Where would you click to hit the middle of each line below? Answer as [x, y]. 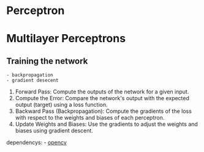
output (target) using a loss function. [61, 105]
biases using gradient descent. [54, 131]
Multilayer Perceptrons [66, 39]
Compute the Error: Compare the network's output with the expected [102, 98]
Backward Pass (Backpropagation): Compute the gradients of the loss [103, 111]
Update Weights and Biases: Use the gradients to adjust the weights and [106, 124]
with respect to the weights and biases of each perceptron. [90, 118]
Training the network [47, 61]
